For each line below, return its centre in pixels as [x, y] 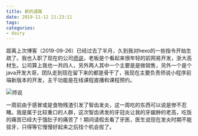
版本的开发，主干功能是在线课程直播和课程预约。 [76, 80]
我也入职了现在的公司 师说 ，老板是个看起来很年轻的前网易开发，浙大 [104, 58]
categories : [21, 28]
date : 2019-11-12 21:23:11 [39, 17]
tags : [13, 22]
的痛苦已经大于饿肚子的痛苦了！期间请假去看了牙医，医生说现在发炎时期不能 [99, 120]
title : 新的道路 [24, 11]
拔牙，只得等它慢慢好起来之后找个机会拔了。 [60, 127]
